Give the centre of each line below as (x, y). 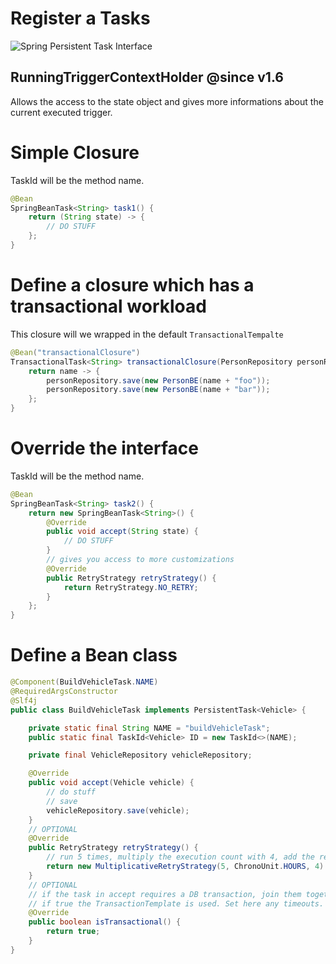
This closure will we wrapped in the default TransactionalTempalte (147, 334)
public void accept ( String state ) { (122, 532)
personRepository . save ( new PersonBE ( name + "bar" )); (158, 390)
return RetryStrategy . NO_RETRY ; (131, 587)
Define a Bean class (94, 655)
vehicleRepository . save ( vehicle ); (118, 810)
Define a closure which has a (132, 285)
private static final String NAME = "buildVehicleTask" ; (149, 728)
